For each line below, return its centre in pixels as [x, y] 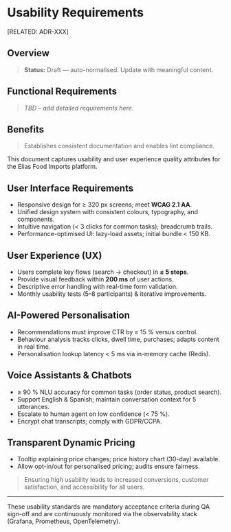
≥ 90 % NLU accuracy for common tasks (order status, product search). [119, 392]
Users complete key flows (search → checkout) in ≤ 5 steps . [103, 272]
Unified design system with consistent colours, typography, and [107, 212]
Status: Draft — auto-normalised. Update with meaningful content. [119, 69]
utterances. [33, 406]
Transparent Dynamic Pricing [71, 443]
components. [36, 219]
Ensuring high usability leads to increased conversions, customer [116, 480]
